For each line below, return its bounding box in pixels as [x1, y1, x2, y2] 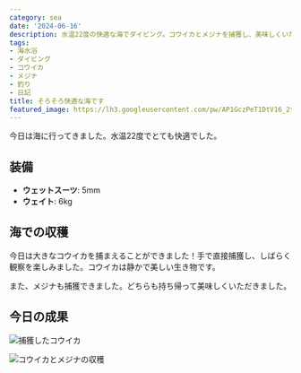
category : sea [9, 13, 63, 22]
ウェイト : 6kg [21, 196, 73, 207]
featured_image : [9, 105, 70, 114]
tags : [9, 38, 30, 48]
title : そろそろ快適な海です [9, 96, 105, 106]
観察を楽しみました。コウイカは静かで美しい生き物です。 [9, 261, 221, 272]
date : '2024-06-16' [9, 22, 82, 30]
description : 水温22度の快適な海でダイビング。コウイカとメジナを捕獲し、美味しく [9, 30, 282, 39]
